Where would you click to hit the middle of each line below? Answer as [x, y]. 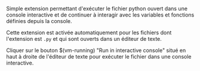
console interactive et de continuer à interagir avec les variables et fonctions [100, 15]
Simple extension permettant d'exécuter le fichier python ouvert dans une [97, 9]
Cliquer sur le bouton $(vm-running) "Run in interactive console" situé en [96, 50]
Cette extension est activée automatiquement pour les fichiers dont [89, 33]
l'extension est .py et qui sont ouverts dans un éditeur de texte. [84, 39]
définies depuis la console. [39, 21]
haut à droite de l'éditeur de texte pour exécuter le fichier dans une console [99, 57]
